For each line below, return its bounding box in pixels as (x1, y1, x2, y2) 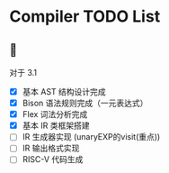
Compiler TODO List (9, 6, 161, 27)
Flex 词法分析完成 (22, 109, 88, 120)
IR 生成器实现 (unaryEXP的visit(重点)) (22, 132, 161, 142)
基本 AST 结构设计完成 (22, 86, 106, 96)
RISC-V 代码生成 (22, 154, 84, 165)
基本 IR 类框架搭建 (22, 120, 90, 132)
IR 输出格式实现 (22, 142, 80, 154)
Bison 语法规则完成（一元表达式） (22, 97, 148, 109)
